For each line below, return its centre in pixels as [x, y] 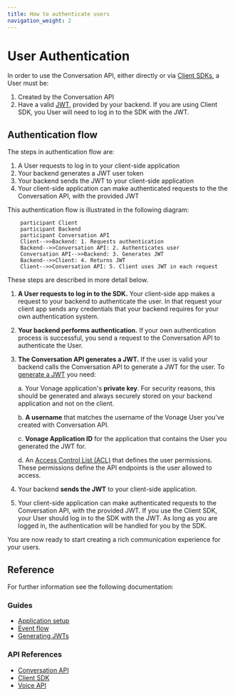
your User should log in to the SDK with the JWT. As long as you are [117, 518]
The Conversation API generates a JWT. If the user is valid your [113, 359]
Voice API [32, 685]
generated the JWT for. [52, 446]
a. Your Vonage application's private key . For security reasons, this [116, 388]
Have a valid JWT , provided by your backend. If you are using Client [117, 105]
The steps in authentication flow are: [61, 152]
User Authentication [69, 56]
